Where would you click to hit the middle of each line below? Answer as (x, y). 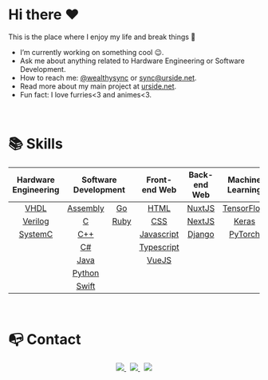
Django (201, 234)
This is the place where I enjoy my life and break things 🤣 (102, 37)
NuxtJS (201, 208)
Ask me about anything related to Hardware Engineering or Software (132, 61)
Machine (244, 180)
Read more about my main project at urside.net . (98, 86)
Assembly (86, 208)
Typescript (159, 247)
